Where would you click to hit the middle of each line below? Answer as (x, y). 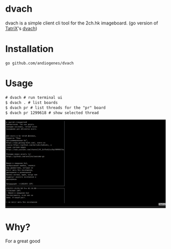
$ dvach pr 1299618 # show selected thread (52, 113)
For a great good (23, 241)
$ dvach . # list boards (32, 102)
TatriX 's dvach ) (21, 28)
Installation (30, 49)
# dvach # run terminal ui (34, 97)
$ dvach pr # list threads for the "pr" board (55, 107)
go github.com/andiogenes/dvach (39, 63)
